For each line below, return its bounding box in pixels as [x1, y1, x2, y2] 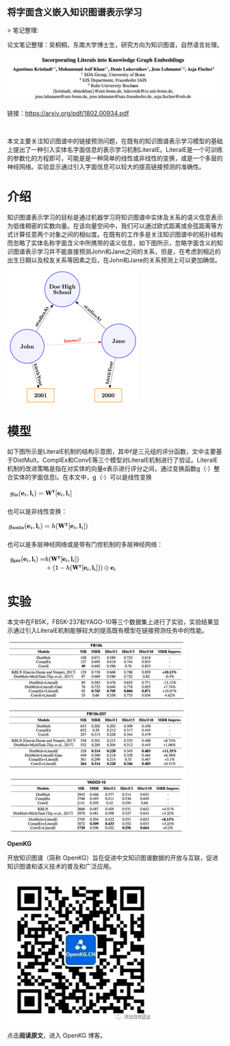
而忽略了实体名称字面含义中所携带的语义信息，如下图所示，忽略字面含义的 [7, 238, 217, 247]
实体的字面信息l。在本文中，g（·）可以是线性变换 [12, 473, 153, 482]
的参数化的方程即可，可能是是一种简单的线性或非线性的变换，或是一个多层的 [7, 153, 223, 162]
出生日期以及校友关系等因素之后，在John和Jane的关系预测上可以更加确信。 [7, 256, 221, 264]
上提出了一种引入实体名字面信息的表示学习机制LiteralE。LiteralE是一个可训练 [7, 145, 223, 153]
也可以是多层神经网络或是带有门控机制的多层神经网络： [7, 540, 163, 549]
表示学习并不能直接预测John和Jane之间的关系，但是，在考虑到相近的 [25, 247, 221, 256]
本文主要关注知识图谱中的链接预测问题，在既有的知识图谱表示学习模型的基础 [7, 136, 223, 145]
